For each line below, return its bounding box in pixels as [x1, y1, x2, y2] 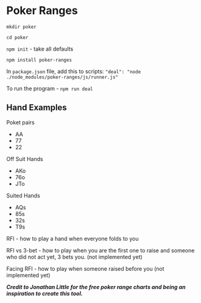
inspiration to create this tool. [6, 290, 83, 297]
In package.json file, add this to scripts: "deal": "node [6, 68, 141, 75]
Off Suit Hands [6, 155, 44, 162]
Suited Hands [6, 191, 41, 199]
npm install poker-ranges [6, 57, 72, 63]
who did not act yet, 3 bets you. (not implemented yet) [6, 253, 143, 260]
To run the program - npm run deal [6, 85, 93, 92]
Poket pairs [6, 118, 35, 126]
